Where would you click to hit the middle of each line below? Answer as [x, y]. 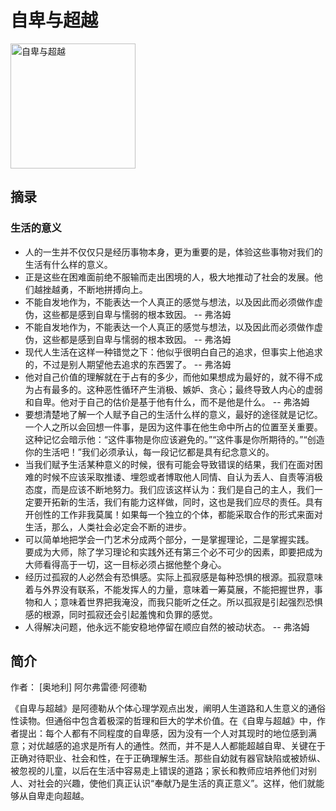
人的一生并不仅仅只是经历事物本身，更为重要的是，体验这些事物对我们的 [173, 252]
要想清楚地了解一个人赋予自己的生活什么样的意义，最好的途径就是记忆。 [173, 414]
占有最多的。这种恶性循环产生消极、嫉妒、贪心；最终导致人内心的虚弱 [178, 389]
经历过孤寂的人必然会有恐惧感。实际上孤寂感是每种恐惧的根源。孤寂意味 [173, 577]
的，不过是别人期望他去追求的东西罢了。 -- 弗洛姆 [128, 364]
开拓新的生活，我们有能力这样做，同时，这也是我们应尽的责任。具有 [182, 502]
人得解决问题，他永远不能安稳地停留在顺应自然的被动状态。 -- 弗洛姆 [167, 627]
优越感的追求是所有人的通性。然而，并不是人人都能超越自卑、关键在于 [181, 746]
